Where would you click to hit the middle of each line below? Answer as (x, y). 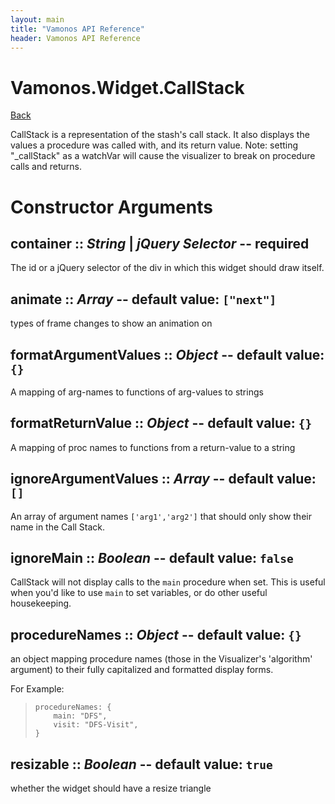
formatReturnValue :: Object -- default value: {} (161, 423)
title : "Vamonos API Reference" (77, 29)
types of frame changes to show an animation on (111, 323)
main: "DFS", (80, 716)
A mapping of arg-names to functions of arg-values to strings (137, 392)
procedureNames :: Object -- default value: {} (156, 634)
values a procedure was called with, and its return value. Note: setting (154, 145)
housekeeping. (41, 603)
